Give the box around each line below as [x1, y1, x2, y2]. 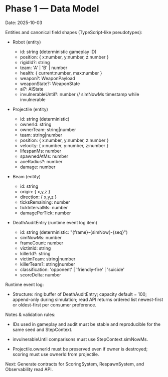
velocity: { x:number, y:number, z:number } [20, 142, 109, 148]
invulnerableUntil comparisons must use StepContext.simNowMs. [12, 336, 148, 342]
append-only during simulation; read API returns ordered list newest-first [12, 296, 163, 302]
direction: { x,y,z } [20, 194, 57, 200]
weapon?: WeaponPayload [20, 75, 75, 81]
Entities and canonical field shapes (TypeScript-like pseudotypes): [5, 29, 143, 35]
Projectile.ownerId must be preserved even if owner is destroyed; [12, 346, 148, 352]
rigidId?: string [20, 59, 50, 65]
